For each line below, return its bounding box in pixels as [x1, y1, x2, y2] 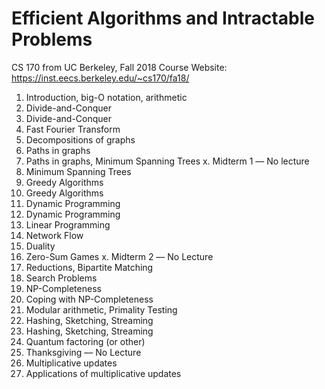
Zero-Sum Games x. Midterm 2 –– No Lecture [25, 250, 214, 262]
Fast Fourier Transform [25, 123, 121, 135]
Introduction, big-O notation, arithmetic [25, 91, 188, 103]
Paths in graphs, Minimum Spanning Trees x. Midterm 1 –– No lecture [25, 155, 310, 167]
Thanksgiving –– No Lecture [25, 346, 142, 358]
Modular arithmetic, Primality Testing [25, 303, 178, 316]
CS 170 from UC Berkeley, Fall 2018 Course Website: [11, 61, 228, 73]
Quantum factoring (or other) [25, 335, 146, 347]
